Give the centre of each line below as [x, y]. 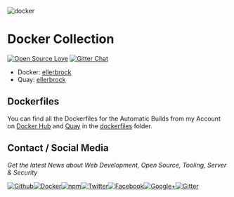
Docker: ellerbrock [44, 72]
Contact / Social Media [58, 148]
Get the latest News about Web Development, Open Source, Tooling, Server [117, 165]
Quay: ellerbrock [41, 79]
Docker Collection [61, 39]
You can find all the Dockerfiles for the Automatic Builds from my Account [114, 118]
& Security [22, 172]
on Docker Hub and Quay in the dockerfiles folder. [80, 125]
